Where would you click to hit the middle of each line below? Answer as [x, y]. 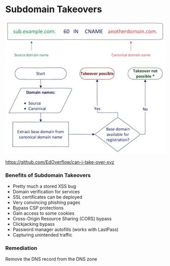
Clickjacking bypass [34, 224]
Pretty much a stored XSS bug [44, 186]
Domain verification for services [46, 192]
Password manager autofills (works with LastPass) [65, 229]
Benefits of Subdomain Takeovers [48, 175]
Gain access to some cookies [44, 213]
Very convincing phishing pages [46, 202]
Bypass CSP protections [38, 208]
